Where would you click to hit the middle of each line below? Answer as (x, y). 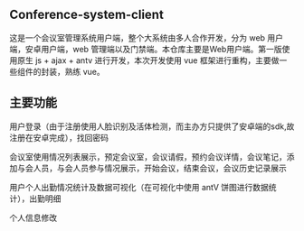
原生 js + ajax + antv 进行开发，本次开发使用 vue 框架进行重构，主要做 (148, 60)
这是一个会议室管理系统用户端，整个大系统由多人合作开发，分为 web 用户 (146, 37)
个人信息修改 (33, 217)
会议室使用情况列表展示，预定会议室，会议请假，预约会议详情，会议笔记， (148, 156)
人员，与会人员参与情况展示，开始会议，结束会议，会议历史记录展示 (160, 168)
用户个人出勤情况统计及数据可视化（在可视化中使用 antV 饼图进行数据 (139, 187)
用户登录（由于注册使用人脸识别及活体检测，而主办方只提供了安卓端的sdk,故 (152, 126)
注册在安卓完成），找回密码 (59, 137)
